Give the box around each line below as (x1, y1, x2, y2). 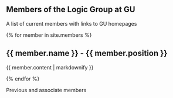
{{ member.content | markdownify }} (6, 64, 94, 71)
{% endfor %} (6, 75, 40, 82)
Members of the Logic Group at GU (6, 5, 135, 15)
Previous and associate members (6, 86, 87, 93)
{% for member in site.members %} (6, 32, 92, 38)
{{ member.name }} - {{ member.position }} (6, 48, 168, 58)
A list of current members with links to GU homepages (6, 20, 137, 27)
